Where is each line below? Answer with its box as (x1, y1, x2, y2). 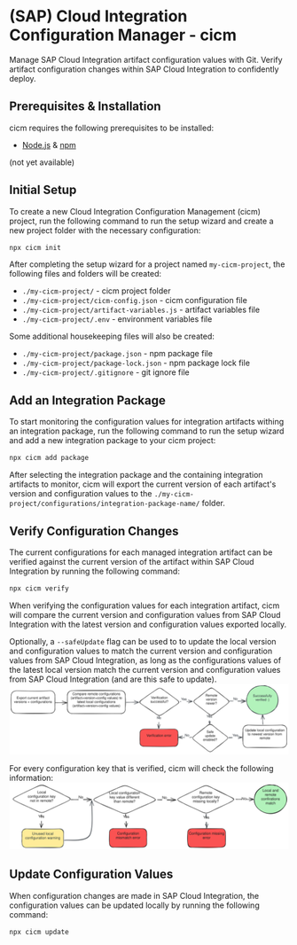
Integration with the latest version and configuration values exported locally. (9, 619, 286, 629)
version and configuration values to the (9, 488, 152, 499)
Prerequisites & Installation (9, 99, 161, 114)
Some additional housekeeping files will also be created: (9, 331, 215, 342)
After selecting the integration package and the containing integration (9, 470, 263, 480)
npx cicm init (9, 243, 62, 252)
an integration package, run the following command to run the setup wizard (9, 426, 285, 436)
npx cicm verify (9, 583, 69, 593)
